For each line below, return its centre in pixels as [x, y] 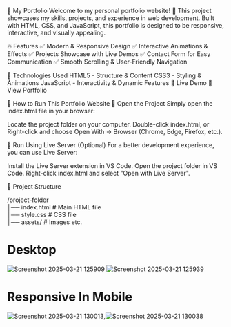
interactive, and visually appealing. [57, 32]
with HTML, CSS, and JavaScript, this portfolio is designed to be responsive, [115, 25]
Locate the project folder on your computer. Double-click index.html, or [108, 124]
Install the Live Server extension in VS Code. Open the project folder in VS [112, 166]
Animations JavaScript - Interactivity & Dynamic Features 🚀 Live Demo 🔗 [110, 83]
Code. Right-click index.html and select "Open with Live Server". [99, 173]
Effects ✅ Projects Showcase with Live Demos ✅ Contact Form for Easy [109, 54]
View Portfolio [27, 90]
